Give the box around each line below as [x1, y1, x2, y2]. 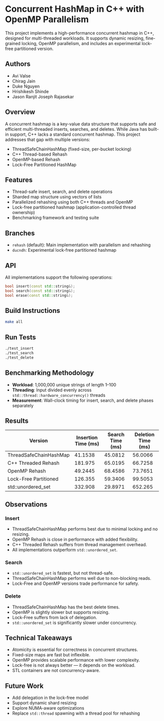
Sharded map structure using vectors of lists [12, 194, 102, 200]
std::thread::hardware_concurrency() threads [12, 392, 106, 398]
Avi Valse [12, 72, 31, 79]
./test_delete [5, 355, 34, 360]
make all [5, 319, 23, 324]
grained [5, 40, 21, 46]
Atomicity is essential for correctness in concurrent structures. [12, 647, 138, 652]
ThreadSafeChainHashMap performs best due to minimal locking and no [12, 526, 158, 532]
